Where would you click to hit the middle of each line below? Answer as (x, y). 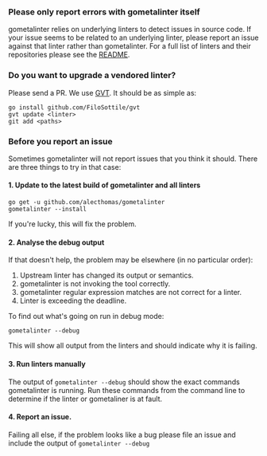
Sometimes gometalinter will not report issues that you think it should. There (133, 159)
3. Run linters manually (47, 364)
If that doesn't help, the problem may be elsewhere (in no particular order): (131, 260)
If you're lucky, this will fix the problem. (72, 224)
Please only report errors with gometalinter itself (104, 12)
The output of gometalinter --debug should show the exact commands (124, 382)
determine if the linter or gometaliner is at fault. (85, 399)
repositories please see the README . (69, 55)
